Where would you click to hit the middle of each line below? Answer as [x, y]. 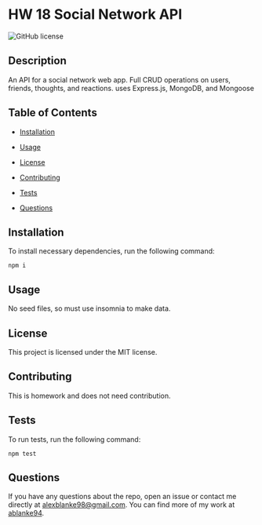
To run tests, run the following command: [75, 439]
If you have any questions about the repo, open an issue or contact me [122, 497]
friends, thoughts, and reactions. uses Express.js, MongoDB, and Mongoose [131, 88]
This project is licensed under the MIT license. [83, 352]
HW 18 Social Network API [95, 15]
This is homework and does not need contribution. [89, 396]
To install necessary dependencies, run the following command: [111, 251]
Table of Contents [53, 113]
